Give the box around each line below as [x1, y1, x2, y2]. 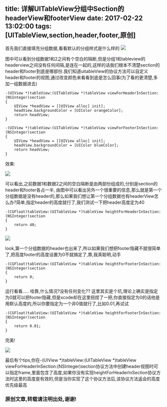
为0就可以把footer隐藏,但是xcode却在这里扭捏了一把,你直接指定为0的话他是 [5, 294, 160, 300]
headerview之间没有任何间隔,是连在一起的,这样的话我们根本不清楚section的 [5, 62, 160, 68]
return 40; [14, 222, 37, 227]
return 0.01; [14, 324, 41, 328]
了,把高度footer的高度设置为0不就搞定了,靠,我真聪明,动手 [5, 251, 121, 257]
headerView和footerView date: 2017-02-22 [5, 14, 143, 22]
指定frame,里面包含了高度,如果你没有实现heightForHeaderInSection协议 [9, 369, 157, 375]
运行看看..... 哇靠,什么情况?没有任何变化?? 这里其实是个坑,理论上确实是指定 [5, 288, 158, 294]
